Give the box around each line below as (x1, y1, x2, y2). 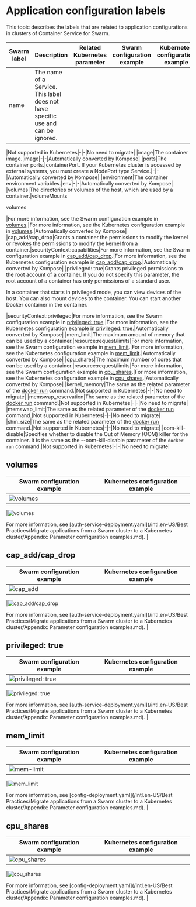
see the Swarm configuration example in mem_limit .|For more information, (6, 343, 184, 351)
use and (34, 119, 57, 127)
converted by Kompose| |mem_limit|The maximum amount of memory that (6, 331, 185, 338)
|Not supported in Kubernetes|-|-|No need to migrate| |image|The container (6, 149, 188, 156)
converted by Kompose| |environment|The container (41, 174, 168, 181)
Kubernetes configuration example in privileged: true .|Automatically (6, 325, 169, 332)
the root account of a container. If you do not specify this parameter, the (6, 271, 180, 278)
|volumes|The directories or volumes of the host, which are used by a (6, 186, 173, 193)
